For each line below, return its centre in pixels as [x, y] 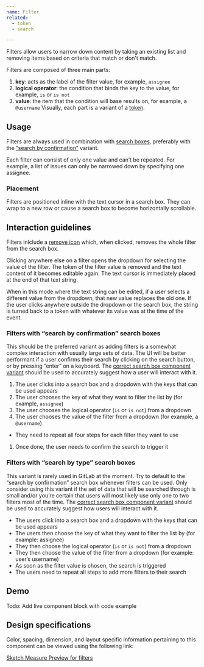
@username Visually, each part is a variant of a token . [80, 108]
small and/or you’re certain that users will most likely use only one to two [98, 495]
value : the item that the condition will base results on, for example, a [101, 101]
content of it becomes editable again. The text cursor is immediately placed [101, 273]
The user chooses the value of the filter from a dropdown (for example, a [107, 417]
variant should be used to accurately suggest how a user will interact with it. [102, 373]
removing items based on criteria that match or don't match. [82, 58]
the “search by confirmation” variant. [53, 148]
